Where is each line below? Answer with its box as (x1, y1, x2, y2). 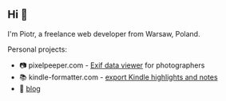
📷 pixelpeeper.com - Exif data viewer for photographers (18, 60, 205, 70)
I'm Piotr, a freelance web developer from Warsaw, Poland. (7, 29, 200, 38)
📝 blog (18, 84, 41, 93)
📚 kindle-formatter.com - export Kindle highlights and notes (18, 72, 218, 82)
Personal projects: (7, 45, 67, 54)
